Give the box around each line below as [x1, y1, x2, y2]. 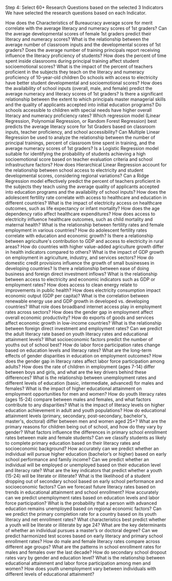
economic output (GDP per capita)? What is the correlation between [5, 293, 149, 298]
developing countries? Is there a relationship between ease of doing [5, 266, 149, 271]
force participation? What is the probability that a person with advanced [5, 500, 157, 506]
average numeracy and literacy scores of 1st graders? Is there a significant [5, 91, 163, 97]
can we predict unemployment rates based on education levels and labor [5, 495, 160, 500]
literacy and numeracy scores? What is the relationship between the [5, 36, 149, 42]
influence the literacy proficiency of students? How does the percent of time [5, 52, 167, 59]
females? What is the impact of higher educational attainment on [5, 385, 142, 391]
